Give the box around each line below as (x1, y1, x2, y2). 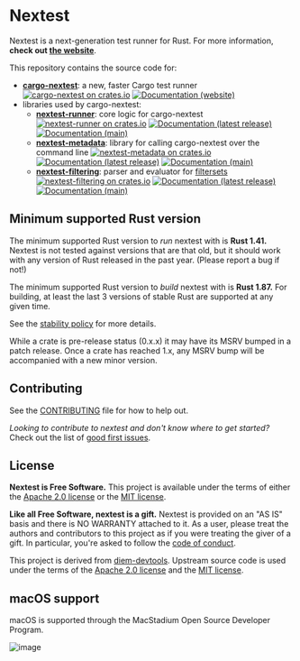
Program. (9, 624, 44, 636)
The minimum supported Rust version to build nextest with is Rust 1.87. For (9, 281, 287, 292)
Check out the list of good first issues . (9, 432, 151, 443)
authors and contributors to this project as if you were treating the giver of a (9, 528, 291, 539)
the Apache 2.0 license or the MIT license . (9, 491, 167, 502)
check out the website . (9, 44, 97, 55)
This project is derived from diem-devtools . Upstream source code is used (9, 555, 286, 566)
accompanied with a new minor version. (9, 354, 158, 365)
